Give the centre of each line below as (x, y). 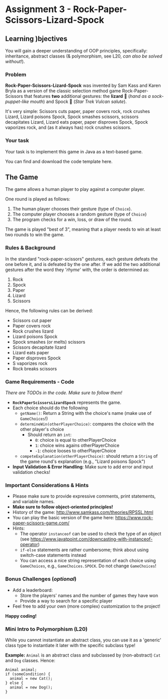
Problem (16, 74)
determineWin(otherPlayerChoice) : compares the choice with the (87, 424)
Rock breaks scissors (35, 368)
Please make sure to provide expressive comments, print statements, (84, 496)
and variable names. (33, 502)
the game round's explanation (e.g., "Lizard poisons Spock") (83, 461)
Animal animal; (21, 670)
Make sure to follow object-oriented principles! (63, 507)
